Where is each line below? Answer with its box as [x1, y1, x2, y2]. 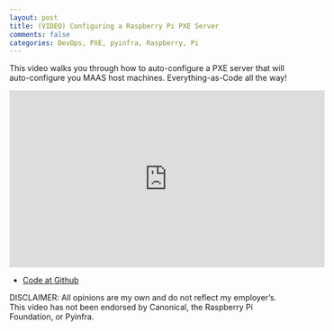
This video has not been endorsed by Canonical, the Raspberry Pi [9, 302, 254, 313]
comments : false [9, 30, 70, 39]
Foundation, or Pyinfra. [9, 311, 95, 322]
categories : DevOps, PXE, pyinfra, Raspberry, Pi [9, 38, 200, 48]
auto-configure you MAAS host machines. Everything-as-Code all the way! [9, 73, 287, 84]
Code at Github [22, 275, 79, 286]
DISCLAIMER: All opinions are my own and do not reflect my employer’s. [9, 292, 277, 303]
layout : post [9, 13, 59, 22]
